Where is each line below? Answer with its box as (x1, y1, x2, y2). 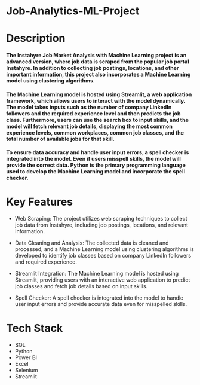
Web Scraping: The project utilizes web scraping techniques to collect (14, 215, 187, 222)
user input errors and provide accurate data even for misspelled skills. (14, 301, 187, 308)
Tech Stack (6, 322, 63, 335)
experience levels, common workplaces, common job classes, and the (6, 129, 184, 136)
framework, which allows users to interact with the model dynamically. (6, 97, 186, 104)
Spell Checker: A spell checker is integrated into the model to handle (14, 294, 184, 301)
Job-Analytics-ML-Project (6, 4, 140, 18)
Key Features (6, 195, 73, 209)
